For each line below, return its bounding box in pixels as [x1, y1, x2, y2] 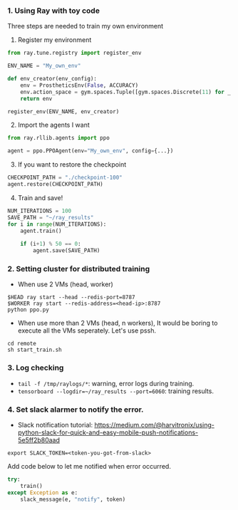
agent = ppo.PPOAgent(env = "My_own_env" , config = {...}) [7, 147, 174, 155]
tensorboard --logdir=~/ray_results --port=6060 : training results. [17, 387, 214, 395]
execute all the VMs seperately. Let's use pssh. [17, 326, 157, 335]
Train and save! [17, 193, 63, 202]
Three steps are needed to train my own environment [7, 22, 164, 31]
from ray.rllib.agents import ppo [7, 135, 110, 142]
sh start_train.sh [7, 346, 62, 354]
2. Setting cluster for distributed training [7, 264, 150, 274]
